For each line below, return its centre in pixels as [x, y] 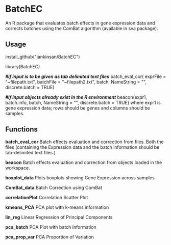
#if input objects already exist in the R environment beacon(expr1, [76, 97]
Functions [22, 130]
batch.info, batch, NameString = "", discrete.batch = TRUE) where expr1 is [83, 102]
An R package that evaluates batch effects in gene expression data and [80, 23]
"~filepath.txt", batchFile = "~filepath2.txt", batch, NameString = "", [76, 81]
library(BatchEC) [23, 66]
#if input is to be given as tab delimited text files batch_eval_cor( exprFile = [86, 76]
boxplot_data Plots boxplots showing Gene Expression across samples [80, 178]
